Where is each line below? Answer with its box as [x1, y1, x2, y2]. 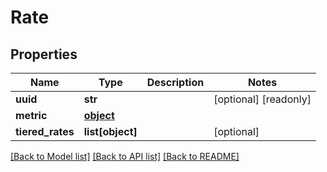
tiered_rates [15, 125, 75, 138]
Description [146, 76, 205, 89]
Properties [10, 46, 78, 63]
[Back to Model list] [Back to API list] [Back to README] [10, 151, 240, 162]
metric [15, 109, 48, 122]
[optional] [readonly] [213, 92, 312, 106]
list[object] [83, 125, 138, 138]
